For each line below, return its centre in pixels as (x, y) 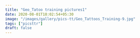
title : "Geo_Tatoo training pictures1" (46, 10)
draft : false (18, 28)
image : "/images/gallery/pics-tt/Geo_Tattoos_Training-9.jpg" (70, 19)
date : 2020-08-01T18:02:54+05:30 (39, 14)
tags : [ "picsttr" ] (24, 23)
